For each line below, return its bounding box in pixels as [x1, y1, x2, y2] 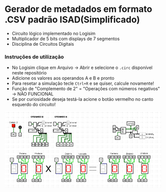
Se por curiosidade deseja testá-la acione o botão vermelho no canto [11, 96, 154, 102]
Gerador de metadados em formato [4, 3, 152, 15]
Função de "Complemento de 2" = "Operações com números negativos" [11, 86, 161, 92]
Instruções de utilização [4, 53, 64, 60]
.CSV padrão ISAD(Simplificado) [4, 14, 140, 25]
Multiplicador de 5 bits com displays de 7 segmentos [11, 36, 120, 42]
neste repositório [11, 70, 47, 76]
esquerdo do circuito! [11, 102, 56, 108]
